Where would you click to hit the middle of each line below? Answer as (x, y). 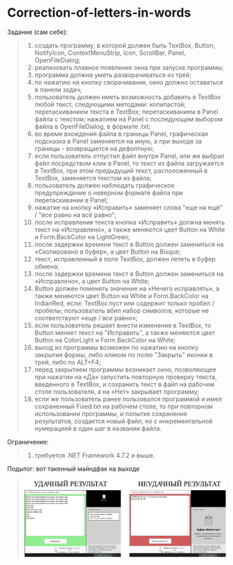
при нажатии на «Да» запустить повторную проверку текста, (126, 376)
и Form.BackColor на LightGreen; (82, 236)
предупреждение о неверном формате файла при (109, 193)
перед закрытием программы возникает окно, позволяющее (125, 370)
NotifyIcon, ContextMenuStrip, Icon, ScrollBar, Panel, (110, 53)
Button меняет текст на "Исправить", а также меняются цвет (124, 332)
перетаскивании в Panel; (71, 200)
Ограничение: (28, 442)
